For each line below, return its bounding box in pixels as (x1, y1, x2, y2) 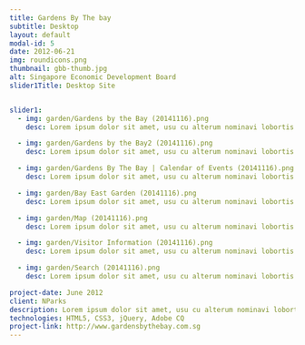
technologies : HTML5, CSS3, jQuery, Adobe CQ (9, 313, 184, 323)
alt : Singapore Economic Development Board (9, 73, 177, 82)
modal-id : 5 (9, 38, 54, 48)
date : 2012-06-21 (9, 47, 75, 56)
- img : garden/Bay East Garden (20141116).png (17, 188, 197, 198)
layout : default (9, 30, 71, 39)
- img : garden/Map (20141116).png (17, 213, 148, 223)
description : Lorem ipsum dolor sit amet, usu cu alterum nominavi (9, 305, 271, 314)
